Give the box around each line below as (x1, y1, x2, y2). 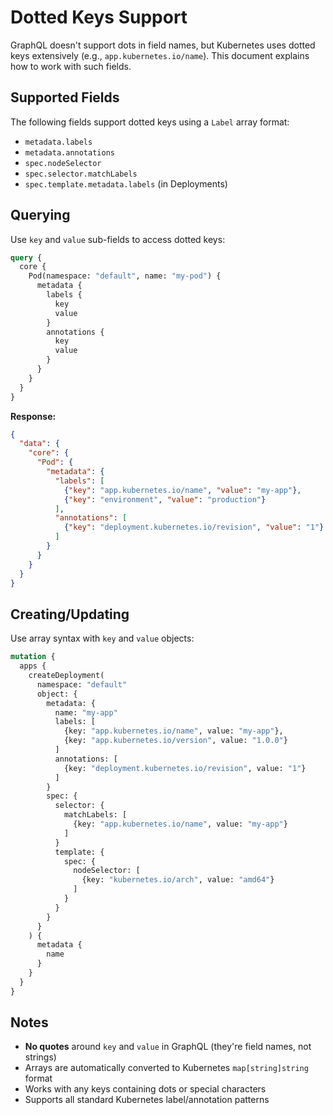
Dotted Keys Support (10, 6, 188, 29)
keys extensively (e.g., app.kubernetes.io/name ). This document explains (10, 49, 310, 61)
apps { (19, 661, 47, 671)
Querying (10, 207, 71, 224)
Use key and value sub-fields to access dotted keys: (10, 233, 226, 245)
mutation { (10, 652, 56, 662)
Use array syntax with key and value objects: (10, 632, 195, 645)
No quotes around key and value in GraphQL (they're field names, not (24, 1041, 312, 1053)
